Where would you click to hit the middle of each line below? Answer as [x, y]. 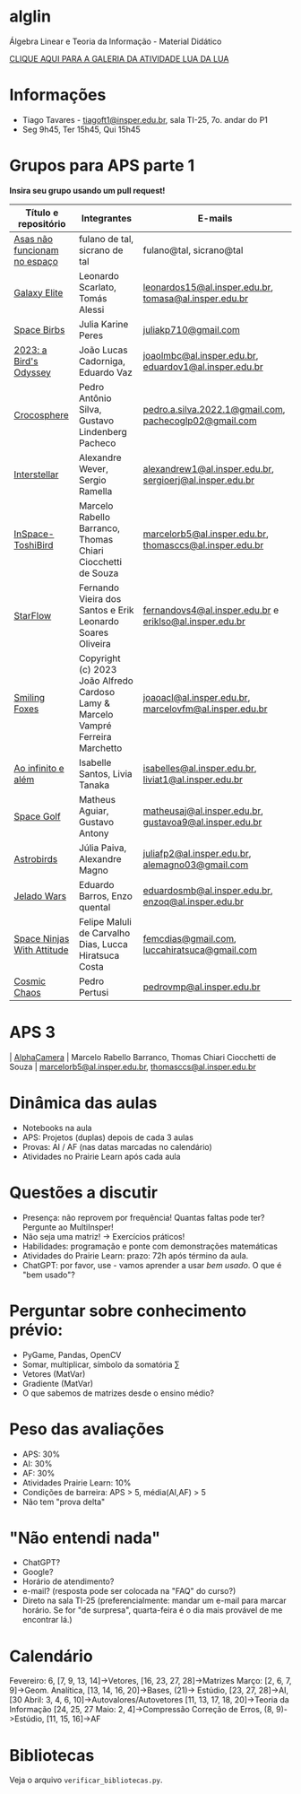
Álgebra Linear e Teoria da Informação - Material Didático [116, 41]
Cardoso [97, 692]
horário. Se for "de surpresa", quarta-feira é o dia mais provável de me [152, 1610]
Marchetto [101, 748]
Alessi [92, 309]
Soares [94, 632]
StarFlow [33, 615]
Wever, [94, 468]
